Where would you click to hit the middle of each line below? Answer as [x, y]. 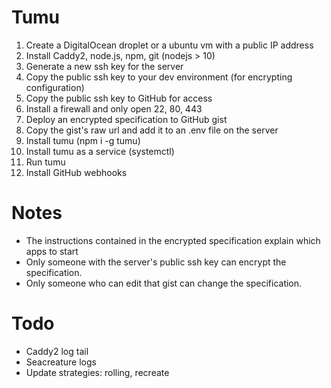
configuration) [55, 87]
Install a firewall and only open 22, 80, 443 [114, 108]
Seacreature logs [61, 362]
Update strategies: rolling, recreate [97, 372]
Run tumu [45, 162]
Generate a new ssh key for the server [104, 66]
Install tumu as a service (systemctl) [100, 151]
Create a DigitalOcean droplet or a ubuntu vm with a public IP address [169, 45]
